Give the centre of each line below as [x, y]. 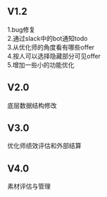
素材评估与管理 [29, 186]
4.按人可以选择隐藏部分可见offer [54, 56]
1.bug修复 [21, 29]
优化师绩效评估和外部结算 [44, 146]
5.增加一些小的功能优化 [41, 65]
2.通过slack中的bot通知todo [48, 38]
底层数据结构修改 [32, 105]
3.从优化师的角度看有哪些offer [51, 47]
